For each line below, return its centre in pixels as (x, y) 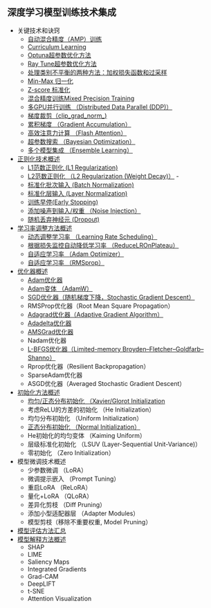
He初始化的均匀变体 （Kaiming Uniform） (87, 435)
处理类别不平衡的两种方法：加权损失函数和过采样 (97, 72)
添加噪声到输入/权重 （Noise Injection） (84, 210)
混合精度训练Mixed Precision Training (81, 98)
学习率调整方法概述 (45, 228)
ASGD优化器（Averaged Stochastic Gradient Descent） (107, 383)
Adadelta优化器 (49, 323)
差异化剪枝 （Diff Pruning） (66, 504)
